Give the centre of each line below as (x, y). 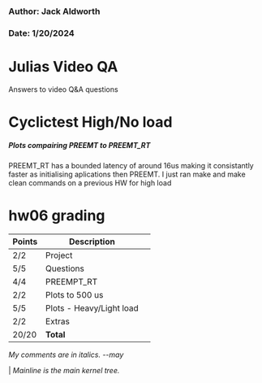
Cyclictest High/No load (90, 122)
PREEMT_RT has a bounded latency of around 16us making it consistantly (131, 165)
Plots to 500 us (75, 294)
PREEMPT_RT (72, 281)
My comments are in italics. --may (66, 355)
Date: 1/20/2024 (41, 33)
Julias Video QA (63, 67)
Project (59, 255)
